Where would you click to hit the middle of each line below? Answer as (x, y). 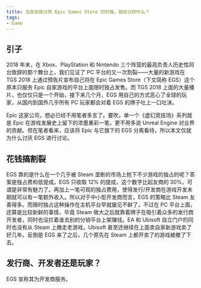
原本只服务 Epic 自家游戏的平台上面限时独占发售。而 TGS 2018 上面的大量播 (100, 88)
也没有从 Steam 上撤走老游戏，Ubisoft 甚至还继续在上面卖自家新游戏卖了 (102, 227)
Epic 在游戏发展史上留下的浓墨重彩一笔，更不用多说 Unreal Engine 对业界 (104, 123)
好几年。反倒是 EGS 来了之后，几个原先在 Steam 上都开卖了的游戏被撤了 (96, 235)
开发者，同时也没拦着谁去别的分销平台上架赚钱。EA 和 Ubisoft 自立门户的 (97, 220)
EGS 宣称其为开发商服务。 (39, 279)
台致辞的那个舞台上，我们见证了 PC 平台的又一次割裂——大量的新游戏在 (96, 72)
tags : (13, 18)
